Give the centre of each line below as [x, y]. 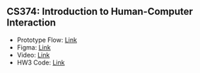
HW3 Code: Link [41, 62]
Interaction [31, 23]
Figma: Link [34, 47]
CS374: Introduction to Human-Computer [100, 12]
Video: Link [33, 55]
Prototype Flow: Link [47, 40]
